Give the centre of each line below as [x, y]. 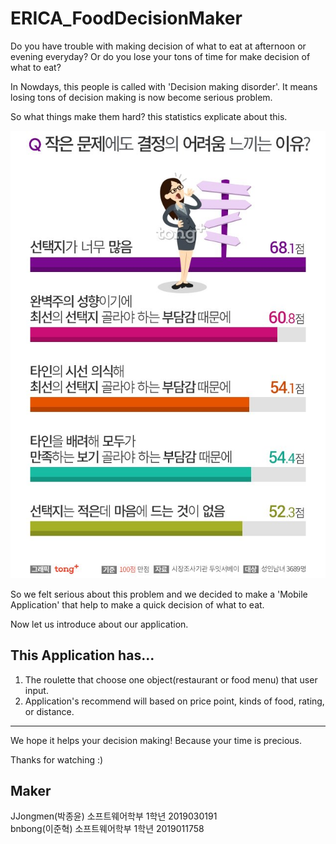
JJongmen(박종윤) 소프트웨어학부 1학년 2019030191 [114, 816]
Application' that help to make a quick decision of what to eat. [137, 604]
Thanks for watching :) [57, 759]
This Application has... [82, 655]
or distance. [49, 711]
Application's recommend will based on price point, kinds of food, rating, [174, 701]
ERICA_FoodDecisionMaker [126, 18]
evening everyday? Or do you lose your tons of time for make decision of [160, 56]
